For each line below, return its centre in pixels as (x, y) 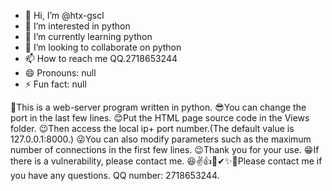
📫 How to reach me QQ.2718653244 (101, 58)
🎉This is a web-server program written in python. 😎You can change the (158, 107)
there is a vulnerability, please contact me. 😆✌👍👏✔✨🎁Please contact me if (166, 161)
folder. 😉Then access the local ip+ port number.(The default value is (152, 128)
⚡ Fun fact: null (55, 84)
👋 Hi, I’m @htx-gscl (64, 15)
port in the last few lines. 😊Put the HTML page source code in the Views (160, 118)
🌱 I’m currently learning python (88, 36)
